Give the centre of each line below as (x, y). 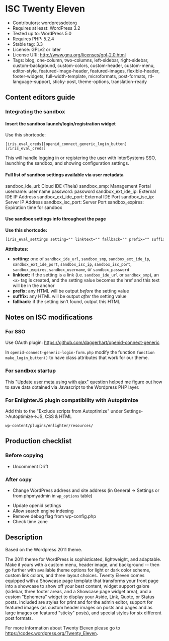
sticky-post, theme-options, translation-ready (100, 82)
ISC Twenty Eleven (45, 9)
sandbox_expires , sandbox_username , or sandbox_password (71, 269)
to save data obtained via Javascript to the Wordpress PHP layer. (72, 387)
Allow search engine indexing (43, 511)
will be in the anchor (33, 286)
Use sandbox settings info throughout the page (56, 219)
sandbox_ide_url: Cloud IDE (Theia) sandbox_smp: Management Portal (78, 186)
